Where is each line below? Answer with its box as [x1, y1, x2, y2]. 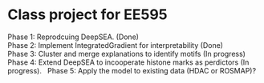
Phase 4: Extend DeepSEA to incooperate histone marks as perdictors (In [7, 57, 250, 67]
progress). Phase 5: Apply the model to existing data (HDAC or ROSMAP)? [7, 65, 257, 75]
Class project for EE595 [7, 6, 168, 24]
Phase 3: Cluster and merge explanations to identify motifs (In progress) [7, 49, 246, 58]
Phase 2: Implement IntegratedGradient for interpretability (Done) [7, 40, 224, 49]
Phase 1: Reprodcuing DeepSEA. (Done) [7, 32, 140, 41]
